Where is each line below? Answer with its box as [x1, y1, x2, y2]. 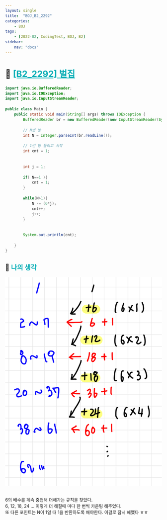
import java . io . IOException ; [5, 91, 66, 96]
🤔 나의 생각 [5, 263, 37, 272]
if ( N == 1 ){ [23, 174, 48, 180]
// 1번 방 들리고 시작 [23, 143, 63, 149]
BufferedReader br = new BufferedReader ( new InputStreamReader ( [23, 117, 159, 122]
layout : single [5, 8, 37, 13]
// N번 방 [23, 127, 41, 133]
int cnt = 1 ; [23, 149, 50, 154]
